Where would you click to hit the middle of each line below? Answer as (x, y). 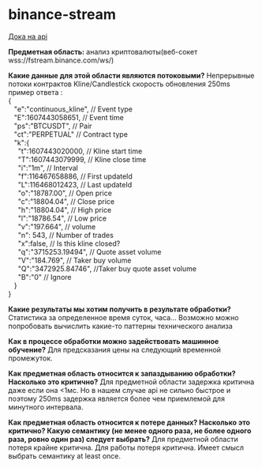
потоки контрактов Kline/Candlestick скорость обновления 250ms (119, 84)
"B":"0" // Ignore (45, 277)
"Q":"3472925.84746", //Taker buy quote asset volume (107, 268)
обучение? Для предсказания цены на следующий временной (114, 349)
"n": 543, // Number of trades (66, 235)
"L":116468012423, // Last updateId (75, 184)
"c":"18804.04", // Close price (66, 201)
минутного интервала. (46, 407)
